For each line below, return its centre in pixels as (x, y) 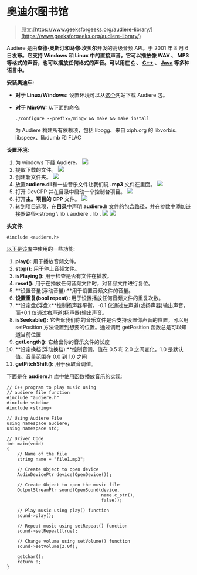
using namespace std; (33, 428)
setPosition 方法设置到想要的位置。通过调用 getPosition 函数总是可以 (98, 327)
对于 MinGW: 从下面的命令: (48, 107)
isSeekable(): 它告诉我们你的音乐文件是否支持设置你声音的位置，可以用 (102, 319)
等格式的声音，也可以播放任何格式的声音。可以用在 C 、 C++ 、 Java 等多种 (98, 63)
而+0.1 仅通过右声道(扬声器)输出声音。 (61, 312)
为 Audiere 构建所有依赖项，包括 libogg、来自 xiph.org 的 (84, 130)
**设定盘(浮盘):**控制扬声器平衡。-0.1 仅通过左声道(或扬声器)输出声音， (102, 305)
